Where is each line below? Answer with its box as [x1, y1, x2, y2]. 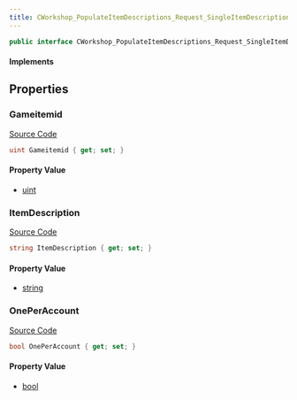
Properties [9, 81, 69, 97]
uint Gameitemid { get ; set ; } [9, 145, 125, 155]
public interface [9, 37, 73, 46]
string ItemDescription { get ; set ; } [9, 244, 152, 253]
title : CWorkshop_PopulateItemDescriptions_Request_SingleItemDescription [9, 12, 291, 22]
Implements [9, 57, 55, 67]
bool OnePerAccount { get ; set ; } [9, 342, 137, 350]
